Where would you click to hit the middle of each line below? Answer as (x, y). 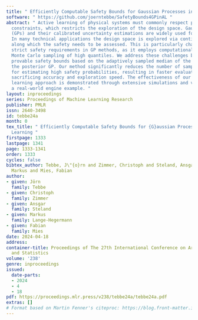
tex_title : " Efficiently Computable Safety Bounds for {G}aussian (91, 127)
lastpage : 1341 (25, 143)
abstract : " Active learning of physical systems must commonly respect (97, 22)
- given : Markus (26, 215)
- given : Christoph (30, 192)
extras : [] (19, 303)
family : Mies (27, 231)
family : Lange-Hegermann (42, 220)
